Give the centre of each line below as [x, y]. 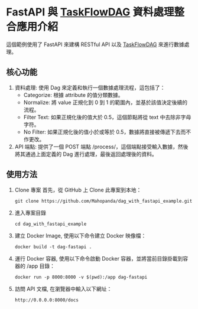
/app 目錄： [40, 266]
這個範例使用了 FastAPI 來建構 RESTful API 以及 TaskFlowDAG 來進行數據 [95, 44]
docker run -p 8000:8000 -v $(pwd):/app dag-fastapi [81, 277]
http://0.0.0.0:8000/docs [46, 300]
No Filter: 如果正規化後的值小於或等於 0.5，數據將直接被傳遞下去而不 [107, 132]
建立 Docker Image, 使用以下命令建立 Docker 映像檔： [80, 235]
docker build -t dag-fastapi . [53, 247]
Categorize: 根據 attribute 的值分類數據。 [73, 95]
